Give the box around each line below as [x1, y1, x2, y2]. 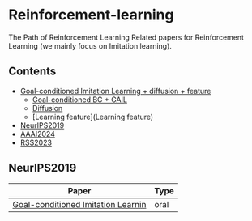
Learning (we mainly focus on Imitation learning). [8, 40, 173, 50]
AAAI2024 [19, 129, 55, 138]
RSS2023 [19, 138, 53, 147]
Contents [8, 65, 57, 79]
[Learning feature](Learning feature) [32, 112, 154, 121]
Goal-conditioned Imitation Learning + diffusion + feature [19, 86, 211, 96]
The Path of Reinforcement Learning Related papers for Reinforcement [8, 32, 245, 42]
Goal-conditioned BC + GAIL [32, 95, 128, 104]
